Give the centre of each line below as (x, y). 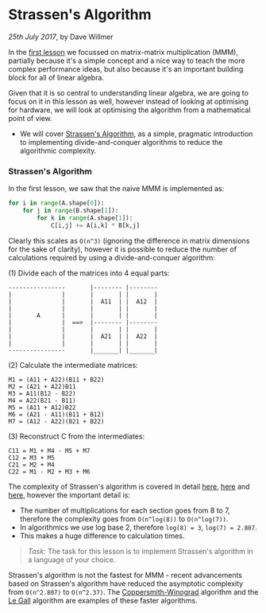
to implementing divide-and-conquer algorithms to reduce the (121, 142)
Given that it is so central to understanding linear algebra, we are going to (128, 92)
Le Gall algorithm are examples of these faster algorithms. (103, 600)
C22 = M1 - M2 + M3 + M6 (49, 471)
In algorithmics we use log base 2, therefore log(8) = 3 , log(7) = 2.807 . (138, 527)
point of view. (31, 118)
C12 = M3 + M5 (32, 458)
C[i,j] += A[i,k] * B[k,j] (95, 225)
